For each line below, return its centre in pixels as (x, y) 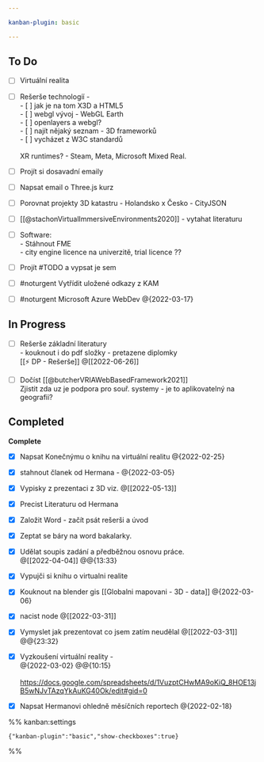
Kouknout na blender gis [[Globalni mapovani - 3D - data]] (115, 592)
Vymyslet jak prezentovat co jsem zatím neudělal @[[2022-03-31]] (128, 632)
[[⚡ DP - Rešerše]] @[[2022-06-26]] (79, 361)
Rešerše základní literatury (63, 343)
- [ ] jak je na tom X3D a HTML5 (71, 105)
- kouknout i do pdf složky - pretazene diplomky (98, 352)
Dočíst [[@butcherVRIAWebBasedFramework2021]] (104, 379)
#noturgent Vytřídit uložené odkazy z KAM (89, 283)
